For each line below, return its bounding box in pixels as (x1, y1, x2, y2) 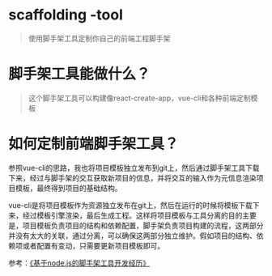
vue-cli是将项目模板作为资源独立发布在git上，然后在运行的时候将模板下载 (8, 200, 253, 210)
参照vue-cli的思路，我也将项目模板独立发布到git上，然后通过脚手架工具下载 (8, 163, 261, 172)
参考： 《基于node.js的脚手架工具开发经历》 (8, 257, 151, 268)
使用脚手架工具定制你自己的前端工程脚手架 (28, 33, 171, 43)
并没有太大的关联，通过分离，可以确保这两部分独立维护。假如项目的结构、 (8, 231, 257, 240)
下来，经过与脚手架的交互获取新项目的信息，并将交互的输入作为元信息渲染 (8, 172, 257, 183)
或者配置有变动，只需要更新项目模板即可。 (22, 240, 164, 250)
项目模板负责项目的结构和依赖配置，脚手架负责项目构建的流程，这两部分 (22, 220, 264, 230)
